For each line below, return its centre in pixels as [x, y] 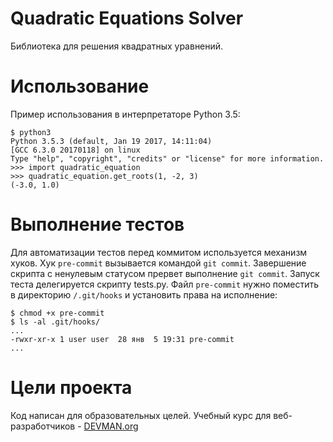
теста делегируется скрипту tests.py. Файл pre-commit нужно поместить [164, 284]
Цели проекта [71, 388]
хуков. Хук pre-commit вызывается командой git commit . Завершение [158, 263]
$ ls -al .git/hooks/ [55, 322]
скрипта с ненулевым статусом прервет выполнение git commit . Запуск [165, 273]
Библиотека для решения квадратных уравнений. [117, 46]
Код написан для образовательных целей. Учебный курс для [141, 415]
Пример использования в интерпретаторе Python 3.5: [125, 114]
